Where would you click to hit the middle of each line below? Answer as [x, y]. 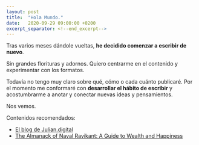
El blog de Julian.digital [44, 129]
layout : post [23, 12]
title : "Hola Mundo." [35, 17]
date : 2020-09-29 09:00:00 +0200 [51, 23]
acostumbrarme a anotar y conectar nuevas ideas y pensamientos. [90, 94]
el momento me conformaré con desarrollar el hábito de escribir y [90, 88]
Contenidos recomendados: [41, 118]
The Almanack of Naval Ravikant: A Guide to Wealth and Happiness [99, 136]
